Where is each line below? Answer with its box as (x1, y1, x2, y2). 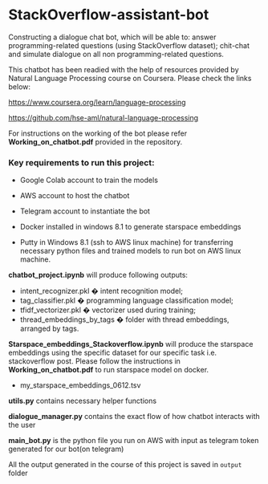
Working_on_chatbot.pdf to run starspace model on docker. (8, 365, 209, 375)
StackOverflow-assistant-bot (8, 6, 209, 24)
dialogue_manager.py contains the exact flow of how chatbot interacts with (8, 412, 261, 421)
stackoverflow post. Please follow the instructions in (8, 356, 181, 366)
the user (8, 420, 36, 430)
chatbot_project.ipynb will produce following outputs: (8, 270, 189, 280)
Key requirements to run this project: (8, 157, 155, 168)
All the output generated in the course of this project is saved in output (8, 460, 242, 470)
